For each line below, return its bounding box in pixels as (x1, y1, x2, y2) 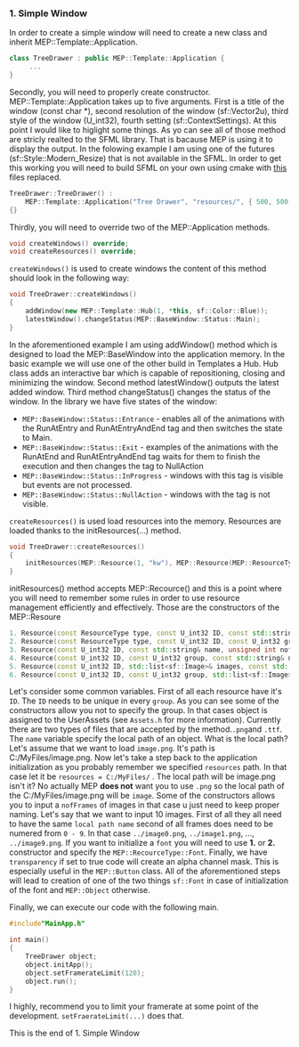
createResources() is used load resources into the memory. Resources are (9, 515, 282, 526)
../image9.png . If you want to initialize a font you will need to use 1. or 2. (9, 838, 276, 848)
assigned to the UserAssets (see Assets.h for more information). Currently (9, 715, 282, 726)
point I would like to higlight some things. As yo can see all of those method (9, 124, 287, 135)
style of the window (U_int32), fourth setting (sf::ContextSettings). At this (9, 115, 278, 126)
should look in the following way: (9, 272, 130, 283)
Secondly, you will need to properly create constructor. (9, 86, 211, 97)
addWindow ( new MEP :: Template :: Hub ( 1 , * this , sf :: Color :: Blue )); (25, 306, 269, 316)
